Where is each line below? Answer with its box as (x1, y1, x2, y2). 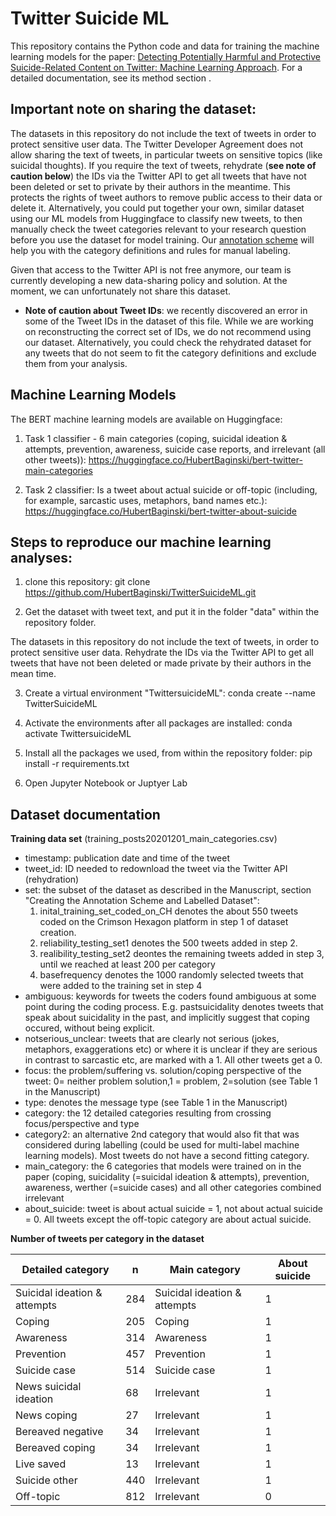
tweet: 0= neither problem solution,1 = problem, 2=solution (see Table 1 (24, 1075, 318, 1087)
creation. (39, 927, 77, 939)
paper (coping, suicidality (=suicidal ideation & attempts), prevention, (24, 1171, 310, 1183)
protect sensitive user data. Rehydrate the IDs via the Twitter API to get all (10, 647, 314, 659)
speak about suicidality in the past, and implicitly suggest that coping (24, 1012, 310, 1024)
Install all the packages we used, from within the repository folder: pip (24, 747, 313, 759)
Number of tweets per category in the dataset (10, 1233, 205, 1245)
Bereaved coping (15, 1441, 96, 1455)
